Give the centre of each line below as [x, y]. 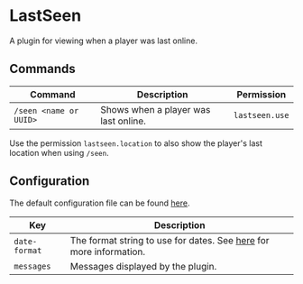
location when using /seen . [60, 152]
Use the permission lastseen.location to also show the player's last [136, 143]
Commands [43, 69]
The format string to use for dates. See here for [170, 240]
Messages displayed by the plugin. [143, 266]
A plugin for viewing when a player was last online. [104, 41]
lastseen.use [261, 115]
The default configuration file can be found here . [100, 203]
